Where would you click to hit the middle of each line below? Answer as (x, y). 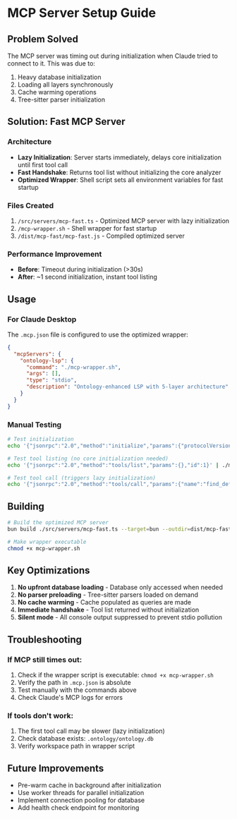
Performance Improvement (55, 254)
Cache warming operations (57, 92)
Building (26, 506)
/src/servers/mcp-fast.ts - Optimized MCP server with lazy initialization (123, 221)
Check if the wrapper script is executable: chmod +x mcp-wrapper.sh (115, 675)
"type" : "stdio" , (51, 380)
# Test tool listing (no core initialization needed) (88, 459)
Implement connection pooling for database (81, 800)
